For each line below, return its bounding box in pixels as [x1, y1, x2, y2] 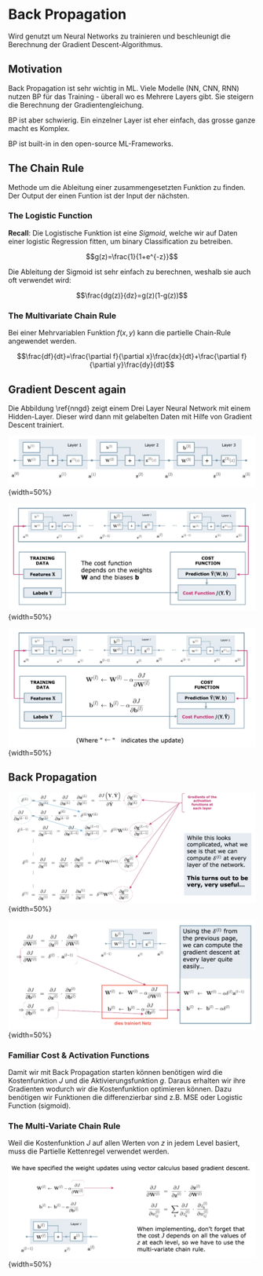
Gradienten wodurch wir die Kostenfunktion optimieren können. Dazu [8, 1084, 232, 1093]
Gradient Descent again [8, 382, 126, 396]
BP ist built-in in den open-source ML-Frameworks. [8, 139, 174, 148]
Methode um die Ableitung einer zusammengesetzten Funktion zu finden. [8, 182, 246, 192]
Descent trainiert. [8, 420, 64, 430]
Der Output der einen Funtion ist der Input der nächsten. [8, 191, 190, 200]
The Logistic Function [8, 210, 93, 221]
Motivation [8, 63, 63, 76]
